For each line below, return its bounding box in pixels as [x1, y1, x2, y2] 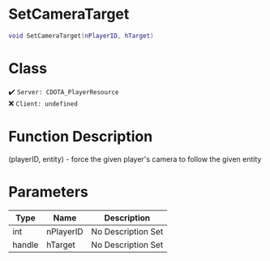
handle [12, 239, 39, 250]
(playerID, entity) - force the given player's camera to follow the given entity [8, 154, 262, 163]
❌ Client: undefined [8, 98, 79, 108]
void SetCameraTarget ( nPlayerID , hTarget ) [8, 32, 154, 40]
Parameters [8, 182, 89, 201]
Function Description [8, 127, 153, 146]
